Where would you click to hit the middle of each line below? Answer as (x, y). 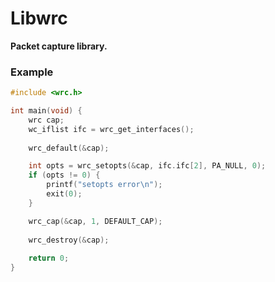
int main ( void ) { (46, 111)
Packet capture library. (59, 46)
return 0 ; (49, 258)
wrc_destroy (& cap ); (69, 240)
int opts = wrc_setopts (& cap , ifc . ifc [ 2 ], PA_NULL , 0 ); (147, 166)
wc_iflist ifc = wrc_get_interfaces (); (111, 129)
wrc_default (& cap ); (69, 148)
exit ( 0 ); (64, 194)
